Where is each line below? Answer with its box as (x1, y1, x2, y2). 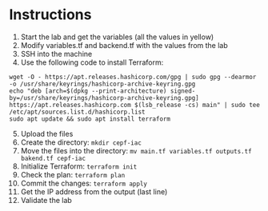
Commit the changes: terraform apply (20, 178, 147, 188)
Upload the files (20, 129, 74, 138)
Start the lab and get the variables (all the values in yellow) (20, 32, 214, 42)
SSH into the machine (20, 49, 93, 58)
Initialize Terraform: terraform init (20, 161, 138, 171)
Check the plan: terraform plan (20, 169, 126, 179)
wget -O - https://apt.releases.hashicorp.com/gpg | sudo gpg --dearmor (9, 73, 257, 81)
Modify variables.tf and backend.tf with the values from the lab (20, 40, 229, 50)
